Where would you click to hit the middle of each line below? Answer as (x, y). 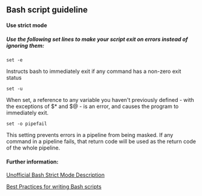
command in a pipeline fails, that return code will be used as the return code (101, 141)
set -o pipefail (27, 124)
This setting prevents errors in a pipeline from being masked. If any (90, 134)
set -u (15, 89)
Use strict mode (27, 25)
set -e (15, 60)
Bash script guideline (47, 10)
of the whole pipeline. (33, 148)
